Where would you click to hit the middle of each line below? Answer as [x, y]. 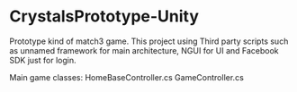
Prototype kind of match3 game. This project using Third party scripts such [149, 41]
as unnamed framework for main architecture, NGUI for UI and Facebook [144, 50]
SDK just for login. [43, 60]
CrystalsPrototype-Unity [104, 17]
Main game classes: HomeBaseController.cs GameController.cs [127, 77]
